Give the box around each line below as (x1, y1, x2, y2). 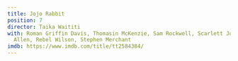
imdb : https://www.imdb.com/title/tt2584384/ (7, 43, 144, 50)
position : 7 (7, 17, 42, 24)
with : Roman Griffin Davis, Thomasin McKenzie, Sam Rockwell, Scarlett (7, 29, 223, 37)
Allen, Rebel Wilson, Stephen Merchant (13, 36, 132, 43)
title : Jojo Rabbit (7, 10, 65, 18)
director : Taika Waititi (7, 23, 81, 30)
